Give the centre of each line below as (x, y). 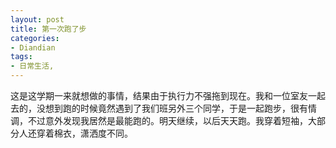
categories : (35, 38)
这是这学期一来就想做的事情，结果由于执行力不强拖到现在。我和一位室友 (159, 95)
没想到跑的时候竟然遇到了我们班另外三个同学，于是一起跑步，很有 (172, 108)
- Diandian (33, 47)
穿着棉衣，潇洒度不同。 (84, 133)
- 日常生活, (32, 66)
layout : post (37, 19)
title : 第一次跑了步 (48, 29)
